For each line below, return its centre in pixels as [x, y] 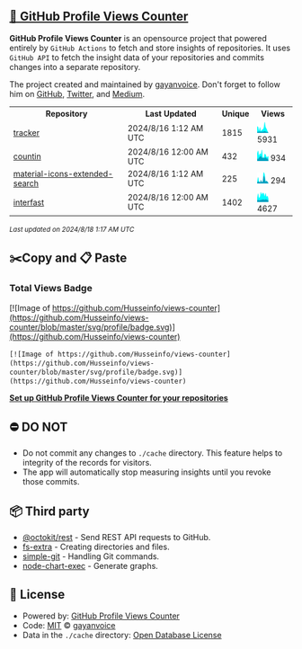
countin [27, 156]
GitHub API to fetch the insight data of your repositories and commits [137, 57]
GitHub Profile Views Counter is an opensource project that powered [138, 38]
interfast [29, 202]
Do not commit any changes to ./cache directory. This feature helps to [152, 453]
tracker [27, 133]
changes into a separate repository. [75, 67]
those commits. [51, 482]
